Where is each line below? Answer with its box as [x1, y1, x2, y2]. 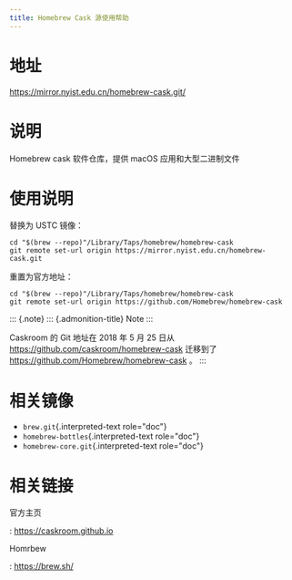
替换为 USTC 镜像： [9, 220, 85, 231]
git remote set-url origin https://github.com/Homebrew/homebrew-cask [9, 297, 283, 306]
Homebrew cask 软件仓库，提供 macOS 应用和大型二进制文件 [9, 152, 240, 164]
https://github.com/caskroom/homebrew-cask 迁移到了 [9, 344, 217, 355]
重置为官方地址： [9, 271, 74, 283]
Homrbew [9, 544, 47, 554]
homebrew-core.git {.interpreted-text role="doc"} [22, 440, 205, 451]
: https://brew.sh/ [9, 561, 75, 572]
